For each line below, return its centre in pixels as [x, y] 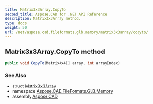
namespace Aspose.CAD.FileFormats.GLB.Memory [63, 91]
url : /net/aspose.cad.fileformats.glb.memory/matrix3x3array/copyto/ [77, 32]
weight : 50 [16, 28]
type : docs [16, 23]
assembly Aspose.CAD [35, 96]
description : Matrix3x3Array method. [43, 18]
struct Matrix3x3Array [34, 86]
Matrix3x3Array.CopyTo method [55, 52]
